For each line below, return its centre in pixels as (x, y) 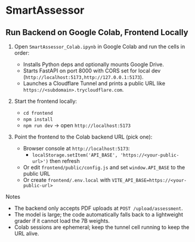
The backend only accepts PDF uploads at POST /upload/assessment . (98, 208)
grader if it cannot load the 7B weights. (62, 221)
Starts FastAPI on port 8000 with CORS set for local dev (92, 71)
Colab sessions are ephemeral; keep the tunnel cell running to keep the (102, 227)
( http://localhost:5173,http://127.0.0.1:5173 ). (83, 77)
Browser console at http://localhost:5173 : (76, 148)
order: (22, 53)
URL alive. (27, 233)
